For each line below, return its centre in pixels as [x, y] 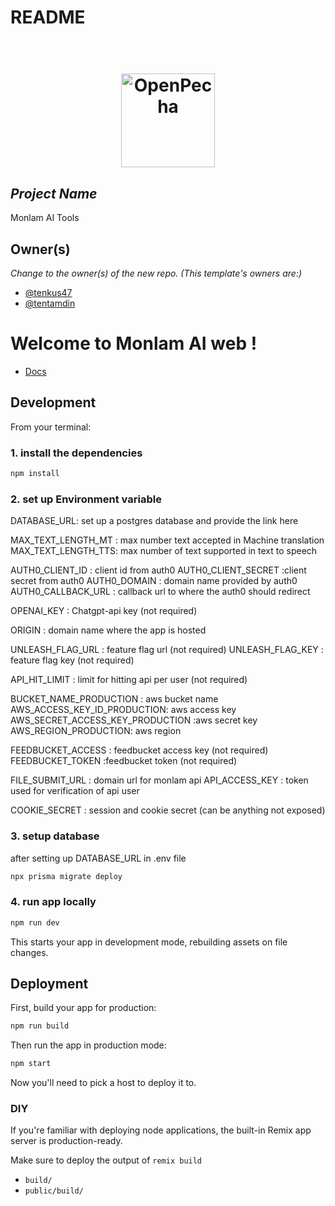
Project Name [54, 193]
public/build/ [54, 1191]
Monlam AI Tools [45, 218]
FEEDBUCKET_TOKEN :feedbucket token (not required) [124, 761]
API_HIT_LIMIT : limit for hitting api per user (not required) [129, 680]
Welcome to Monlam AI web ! [134, 343]
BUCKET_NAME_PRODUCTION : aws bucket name [114, 699]
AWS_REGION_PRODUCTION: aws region [96, 731]
